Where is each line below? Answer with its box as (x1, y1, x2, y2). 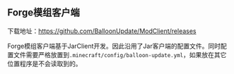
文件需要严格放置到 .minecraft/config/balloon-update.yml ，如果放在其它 (13, 50, 227, 58)
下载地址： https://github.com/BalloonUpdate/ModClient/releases (7, 27, 197, 35)
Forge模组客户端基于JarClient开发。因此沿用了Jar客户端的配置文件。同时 (7, 42, 221, 50)
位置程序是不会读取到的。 (7, 59, 82, 68)
